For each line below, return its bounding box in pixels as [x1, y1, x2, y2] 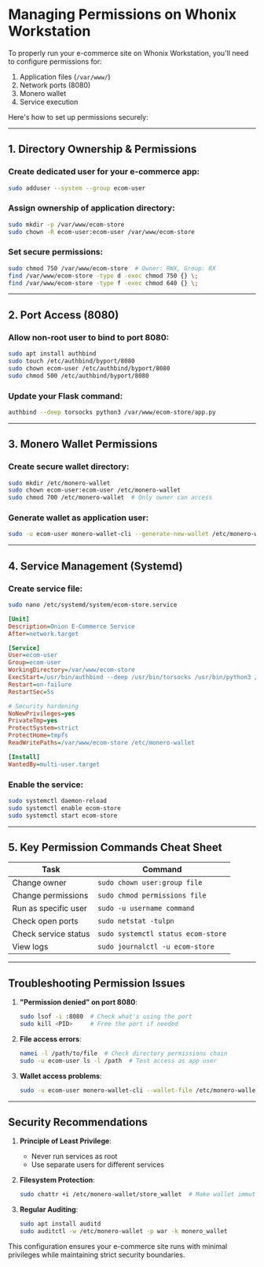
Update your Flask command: [8, 390, 123, 401]
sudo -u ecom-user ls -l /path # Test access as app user [19, 1057, 218, 1065]
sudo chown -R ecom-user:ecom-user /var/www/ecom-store [8, 228, 195, 236]
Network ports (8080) [19, 80, 91, 90]
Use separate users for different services [31, 1160, 165, 1169]
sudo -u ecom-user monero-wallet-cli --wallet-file [19, 1086, 192, 1094]
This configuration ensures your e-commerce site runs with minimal [8, 1241, 228, 1250]
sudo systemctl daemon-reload [8, 797, 108, 804]
